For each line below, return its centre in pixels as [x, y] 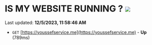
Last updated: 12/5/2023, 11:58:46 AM [46, 22]
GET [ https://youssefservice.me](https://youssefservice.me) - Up [79, 32]
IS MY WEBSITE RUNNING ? [64, 9]
